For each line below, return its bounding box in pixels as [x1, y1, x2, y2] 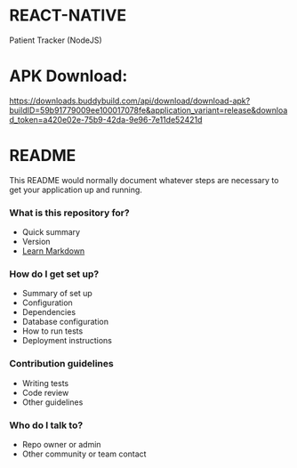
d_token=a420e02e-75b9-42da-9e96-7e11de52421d [9, 114, 203, 125]
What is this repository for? [9, 206, 131, 219]
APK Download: [9, 66, 128, 86]
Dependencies [21, 307, 76, 318]
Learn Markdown [21, 246, 85, 256]
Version [21, 237, 51, 247]
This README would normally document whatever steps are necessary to [9, 174, 279, 185]
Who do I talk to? [9, 419, 84, 432]
